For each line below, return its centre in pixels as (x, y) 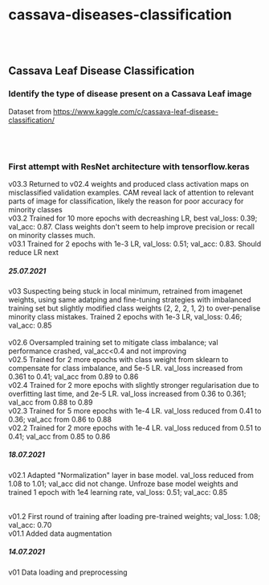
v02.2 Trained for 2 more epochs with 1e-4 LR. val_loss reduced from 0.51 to (135, 427)
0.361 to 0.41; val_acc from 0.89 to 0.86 (73, 377)
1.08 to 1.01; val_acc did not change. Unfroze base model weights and (123, 484)
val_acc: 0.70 (30, 525)
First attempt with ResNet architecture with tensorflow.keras (129, 167)
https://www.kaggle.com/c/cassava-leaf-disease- (136, 111)
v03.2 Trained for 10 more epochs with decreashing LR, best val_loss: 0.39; (133, 218)
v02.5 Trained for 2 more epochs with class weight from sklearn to (118, 359)
